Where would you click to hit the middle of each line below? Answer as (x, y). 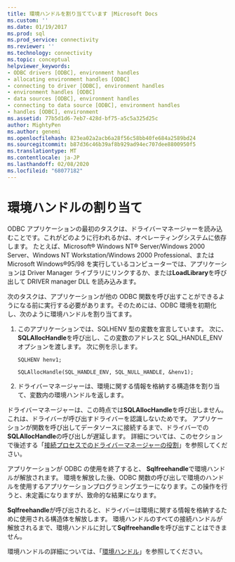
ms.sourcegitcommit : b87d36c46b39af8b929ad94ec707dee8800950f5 (102, 145)
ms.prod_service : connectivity (53, 40)
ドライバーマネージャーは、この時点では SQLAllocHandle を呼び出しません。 (117, 409)
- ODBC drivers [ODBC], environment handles (73, 72)
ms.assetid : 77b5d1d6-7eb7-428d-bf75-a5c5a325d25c (83, 118)
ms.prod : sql (26, 33)
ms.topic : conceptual (39, 60)
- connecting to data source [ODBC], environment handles (94, 106)
